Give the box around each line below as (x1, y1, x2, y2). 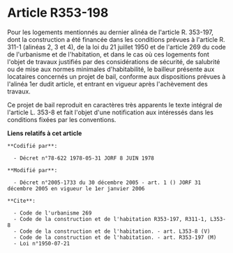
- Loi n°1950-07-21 (13, 240, 70, 247)
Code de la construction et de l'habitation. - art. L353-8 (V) (20, 228, 211, 235)
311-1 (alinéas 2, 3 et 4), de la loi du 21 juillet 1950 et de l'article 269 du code (7, 43, 226, 51)
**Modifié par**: (7, 167, 58, 174)
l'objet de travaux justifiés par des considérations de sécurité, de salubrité (7, 57, 220, 66)
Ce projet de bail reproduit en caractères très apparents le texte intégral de (7, 100, 223, 109)
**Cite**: (7, 197, 36, 204)
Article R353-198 (7, 5, 109, 21)
